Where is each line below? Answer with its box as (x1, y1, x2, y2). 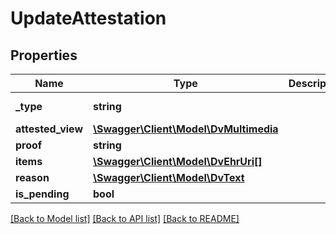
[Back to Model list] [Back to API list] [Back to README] (10, 213, 240, 224)
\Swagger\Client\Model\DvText (92, 171, 245, 184)
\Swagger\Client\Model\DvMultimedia (92, 122, 279, 136)
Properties (10, 47, 78, 64)
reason (15, 171, 50, 184)
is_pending (15, 187, 70, 201)
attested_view (15, 122, 83, 136)
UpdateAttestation (10, 7, 167, 30)
